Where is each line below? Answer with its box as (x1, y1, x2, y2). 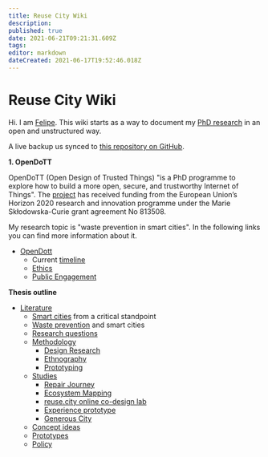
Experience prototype (43, 405, 116, 415)
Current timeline (31, 254, 86, 265)
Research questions (31, 328, 98, 338)
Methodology (31, 337, 76, 346)
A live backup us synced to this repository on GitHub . (8, 141, 185, 151)
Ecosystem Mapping (43, 388, 112, 398)
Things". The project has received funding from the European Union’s (8, 189, 238, 199)
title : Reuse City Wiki (8, 11, 88, 20)
